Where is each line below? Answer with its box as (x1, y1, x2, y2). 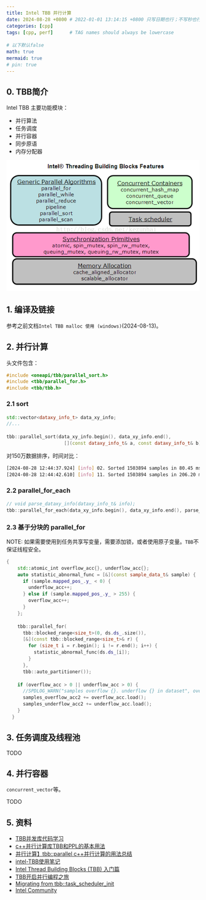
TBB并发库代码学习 (15, 835, 64, 842)
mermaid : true (6, 55, 43, 61)
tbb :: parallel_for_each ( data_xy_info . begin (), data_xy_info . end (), (6, 507, 183, 513)
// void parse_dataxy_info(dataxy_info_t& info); (6, 501, 136, 507)
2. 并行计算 (6, 342, 48, 352)
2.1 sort (6, 399, 29, 408)
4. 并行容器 (6, 769, 48, 779)
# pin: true (6, 61, 37, 67)
